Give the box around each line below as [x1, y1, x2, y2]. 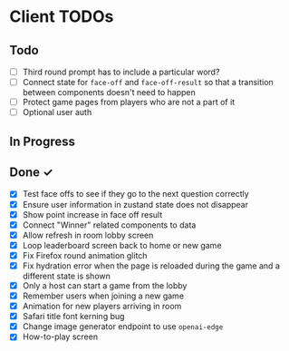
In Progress [9, 133, 75, 149]
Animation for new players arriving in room [22, 301, 182, 312]
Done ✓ [9, 165, 54, 180]
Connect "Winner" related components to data [22, 219, 197, 230]
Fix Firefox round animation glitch [22, 249, 148, 260]
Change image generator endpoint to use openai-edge [22, 321, 224, 332]
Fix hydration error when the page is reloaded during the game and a [22, 260, 281, 271]
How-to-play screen [22, 331, 98, 342]
